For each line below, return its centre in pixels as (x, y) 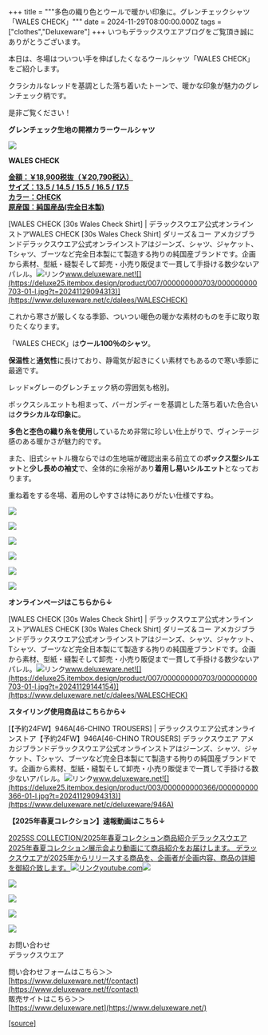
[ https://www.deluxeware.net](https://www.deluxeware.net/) (108, 1008)
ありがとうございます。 (47, 42)
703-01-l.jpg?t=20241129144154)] (64, 687)
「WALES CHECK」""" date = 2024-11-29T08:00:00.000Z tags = (115, 22)
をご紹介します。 (36, 69)
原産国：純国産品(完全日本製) (57, 207)
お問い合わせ (29, 945)
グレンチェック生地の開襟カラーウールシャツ (82, 129)
